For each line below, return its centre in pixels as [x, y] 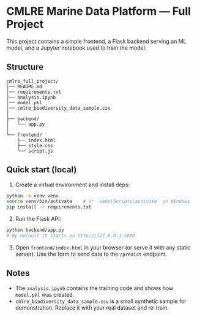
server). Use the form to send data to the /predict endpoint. [91, 254]
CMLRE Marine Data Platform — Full [99, 11]
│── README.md [24, 86]
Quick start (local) [42, 170]
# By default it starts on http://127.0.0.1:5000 [71, 236]
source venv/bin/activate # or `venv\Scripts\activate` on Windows [98, 201]
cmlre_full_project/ [33, 81]
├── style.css [35, 145]
